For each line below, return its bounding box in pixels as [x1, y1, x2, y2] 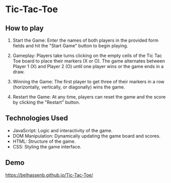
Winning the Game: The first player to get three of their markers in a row [12, 79, 165, 84]
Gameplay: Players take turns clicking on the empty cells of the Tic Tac [12, 52, 162, 58]
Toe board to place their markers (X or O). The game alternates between [12, 58, 165, 64]
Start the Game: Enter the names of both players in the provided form [12, 37, 159, 43]
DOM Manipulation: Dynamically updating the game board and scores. [12, 133, 161, 139]
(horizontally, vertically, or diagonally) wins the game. [12, 84, 126, 90]
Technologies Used [5, 114, 68, 123]
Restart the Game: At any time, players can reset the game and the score [12, 94, 166, 100]
